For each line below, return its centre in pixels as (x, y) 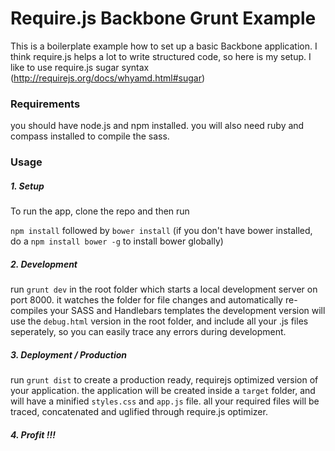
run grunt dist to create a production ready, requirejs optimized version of (164, 380)
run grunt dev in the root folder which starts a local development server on (164, 289)
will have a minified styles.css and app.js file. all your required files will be (165, 401)
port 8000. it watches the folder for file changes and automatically (146, 300)
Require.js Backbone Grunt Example (163, 18)
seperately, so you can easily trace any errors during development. (148, 332)
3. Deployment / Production (69, 354)
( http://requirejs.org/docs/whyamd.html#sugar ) (108, 78)
